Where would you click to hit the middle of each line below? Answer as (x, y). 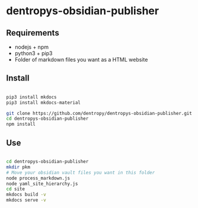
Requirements (33, 33)
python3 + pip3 (33, 53)
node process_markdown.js (38, 178)
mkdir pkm (18, 167)
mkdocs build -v (26, 195)
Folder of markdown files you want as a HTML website (81, 60)
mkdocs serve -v (26, 200)
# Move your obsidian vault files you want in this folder (81, 172)
